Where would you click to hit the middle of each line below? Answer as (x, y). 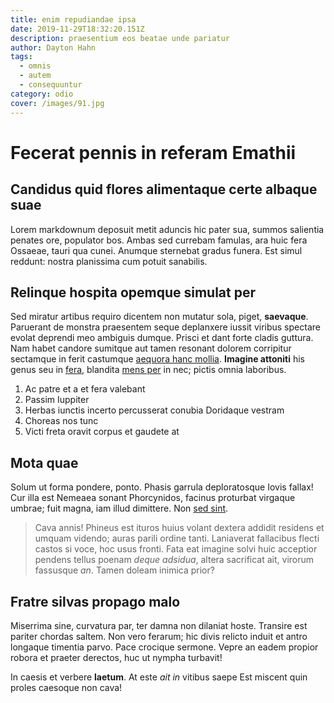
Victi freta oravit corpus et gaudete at (102, 432)
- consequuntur (51, 85)
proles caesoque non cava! (66, 687)
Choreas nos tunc (61, 421)
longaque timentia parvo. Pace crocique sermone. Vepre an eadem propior (164, 647)
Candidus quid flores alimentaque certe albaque (164, 189)
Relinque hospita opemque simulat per (133, 292)
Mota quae (44, 462)
